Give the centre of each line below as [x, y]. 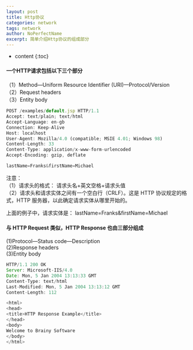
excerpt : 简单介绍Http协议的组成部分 [48, 39]
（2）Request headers [34, 92]
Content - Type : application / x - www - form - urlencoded [69, 150]
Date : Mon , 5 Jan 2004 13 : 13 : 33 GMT [51, 276]
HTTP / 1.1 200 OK [26, 265]
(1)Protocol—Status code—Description [53, 241]
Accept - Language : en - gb [36, 122]
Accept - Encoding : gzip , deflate [46, 155]
